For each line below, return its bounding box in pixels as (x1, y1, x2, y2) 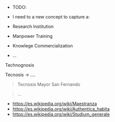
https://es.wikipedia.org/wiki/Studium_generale (12, 112, 110, 117)
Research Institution (12, 23, 54, 29)
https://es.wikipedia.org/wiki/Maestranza (12, 101, 97, 107)
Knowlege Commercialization (12, 43, 73, 49)
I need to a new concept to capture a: (12, 14, 90, 19)
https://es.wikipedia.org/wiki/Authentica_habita (12, 106, 110, 112)
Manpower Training (12, 33, 53, 39)
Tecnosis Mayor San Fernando (17, 82, 80, 87)
